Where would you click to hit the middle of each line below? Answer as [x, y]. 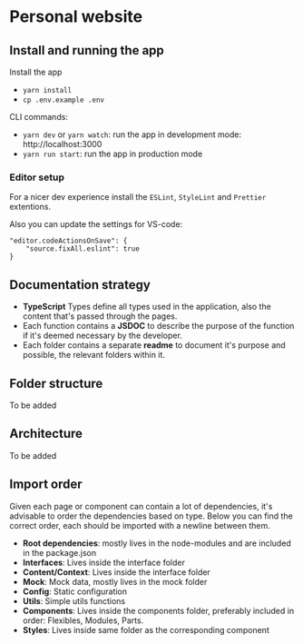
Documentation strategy [80, 285]
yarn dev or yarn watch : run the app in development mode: [132, 134]
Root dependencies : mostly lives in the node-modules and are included [157, 543]
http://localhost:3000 [62, 144]
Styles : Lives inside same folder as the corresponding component [146, 629]
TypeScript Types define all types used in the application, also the [147, 307]
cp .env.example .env [63, 100]
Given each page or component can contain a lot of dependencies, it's [141, 506]
